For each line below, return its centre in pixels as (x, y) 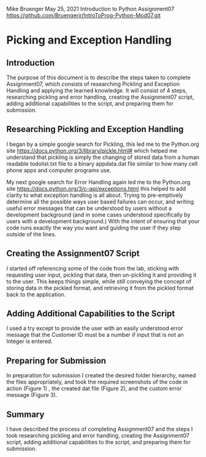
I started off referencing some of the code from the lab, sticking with (93, 268)
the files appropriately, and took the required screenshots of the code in (97, 382)
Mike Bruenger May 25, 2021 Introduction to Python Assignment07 (90, 9)
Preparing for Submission (56, 360)
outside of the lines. (31, 234)
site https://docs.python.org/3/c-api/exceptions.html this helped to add (96, 188)
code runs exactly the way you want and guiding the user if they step (93, 228)
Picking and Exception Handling (89, 40)
